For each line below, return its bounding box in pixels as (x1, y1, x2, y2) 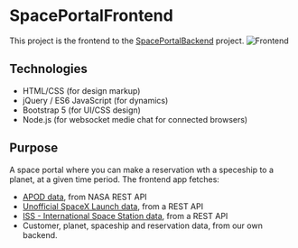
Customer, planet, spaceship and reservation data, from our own (22, 220, 264, 231)
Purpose (9, 141, 59, 156)
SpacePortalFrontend (9, 5, 173, 26)
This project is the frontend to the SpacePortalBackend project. (9, 35, 245, 46)
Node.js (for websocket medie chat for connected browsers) (22, 114, 248, 124)
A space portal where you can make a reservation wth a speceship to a (9, 164, 274, 175)
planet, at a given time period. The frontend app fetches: (9, 173, 219, 185)
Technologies (9, 61, 88, 77)
